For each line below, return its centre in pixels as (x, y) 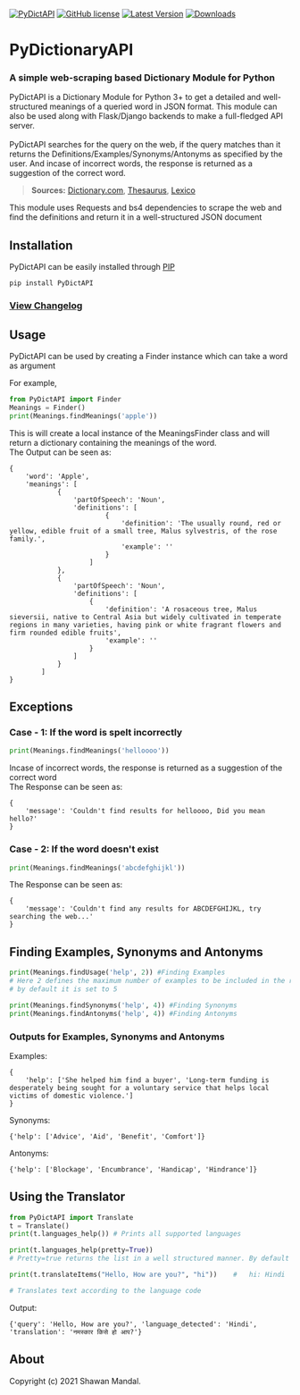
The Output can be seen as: (60, 452)
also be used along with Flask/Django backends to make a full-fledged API (146, 116)
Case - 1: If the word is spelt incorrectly (96, 732)
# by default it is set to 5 (63, 989)
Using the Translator (67, 1197)
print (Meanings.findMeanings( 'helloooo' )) (89, 751)
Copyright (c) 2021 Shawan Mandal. (75, 1381)
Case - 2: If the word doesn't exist (84, 849)
